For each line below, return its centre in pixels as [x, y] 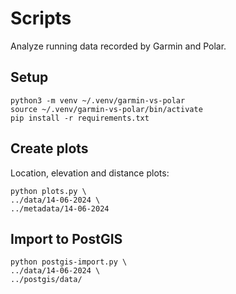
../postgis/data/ [46, 280]
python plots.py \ [48, 191]
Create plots [49, 148]
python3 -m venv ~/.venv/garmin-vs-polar [98, 100]
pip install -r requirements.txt [80, 118]
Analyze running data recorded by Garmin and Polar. [118, 46]
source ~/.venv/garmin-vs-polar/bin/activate [106, 109]
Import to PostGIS [66, 238]
